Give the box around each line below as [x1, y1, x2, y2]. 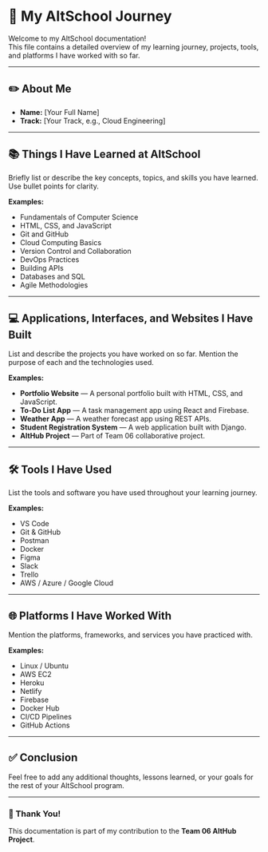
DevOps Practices [19, 255, 80, 264]
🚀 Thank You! [8, 808, 61, 819]
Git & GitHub [19, 527, 61, 537]
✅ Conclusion [8, 751, 78, 765]
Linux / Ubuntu [19, 661, 69, 670]
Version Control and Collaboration [19, 246, 132, 256]
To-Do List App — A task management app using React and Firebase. [19, 406, 250, 415]
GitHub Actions [19, 720, 70, 730]
